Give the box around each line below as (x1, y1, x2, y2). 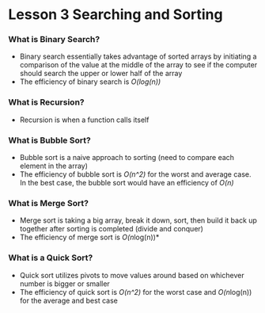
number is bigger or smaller (19, 279, 111, 288)
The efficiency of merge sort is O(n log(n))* (19, 232, 160, 242)
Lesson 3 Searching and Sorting (8, 6, 223, 24)
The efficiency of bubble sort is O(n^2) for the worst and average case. (19, 170, 252, 179)
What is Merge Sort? (8, 198, 89, 208)
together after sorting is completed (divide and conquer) (19, 224, 204, 234)
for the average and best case (19, 296, 119, 305)
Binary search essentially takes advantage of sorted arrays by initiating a (19, 52, 257, 61)
